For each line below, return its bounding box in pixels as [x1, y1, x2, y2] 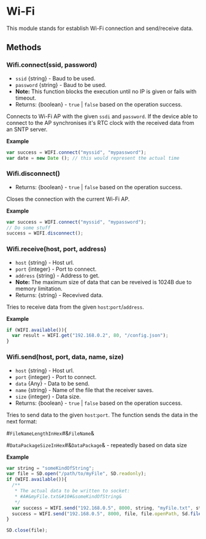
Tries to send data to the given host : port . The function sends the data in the [6, 411, 198, 418]
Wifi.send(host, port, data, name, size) [6, 353, 124, 361]
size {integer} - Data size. [15, 393, 81, 400]
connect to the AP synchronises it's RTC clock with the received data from [6, 119, 194, 126]
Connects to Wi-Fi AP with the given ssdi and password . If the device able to [6, 112, 198, 120]
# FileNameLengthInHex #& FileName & [6, 429, 95, 437]
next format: [6, 418, 37, 425]
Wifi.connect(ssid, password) [6, 61, 97, 69]
